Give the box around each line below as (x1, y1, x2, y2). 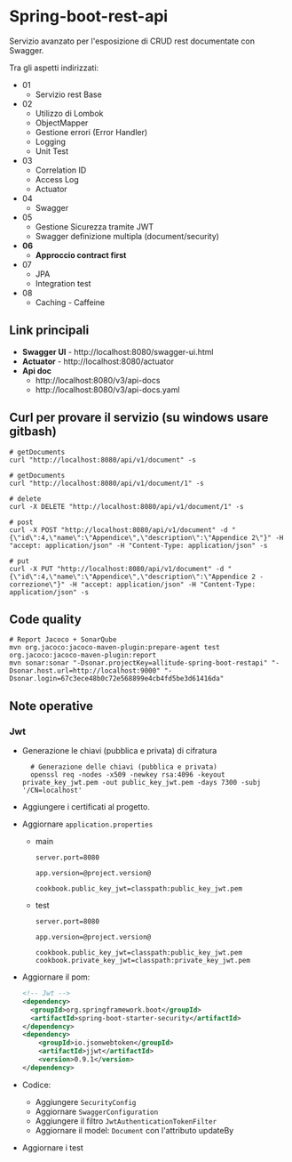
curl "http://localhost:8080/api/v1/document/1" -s (9, 479, 204, 488)
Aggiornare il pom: (21, 972, 91, 982)
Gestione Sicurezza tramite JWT (35, 221, 154, 232)
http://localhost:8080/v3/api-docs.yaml (35, 384, 180, 395)
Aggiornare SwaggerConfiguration (35, 1106, 159, 1117)
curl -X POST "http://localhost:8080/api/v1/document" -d (9, 525, 228, 535)
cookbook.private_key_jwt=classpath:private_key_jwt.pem (35, 956, 251, 965)
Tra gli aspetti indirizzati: (9, 62, 99, 73)
